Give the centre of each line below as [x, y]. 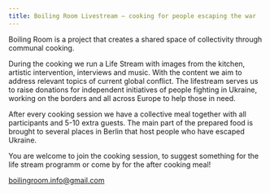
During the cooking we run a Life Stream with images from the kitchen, [127, 64]
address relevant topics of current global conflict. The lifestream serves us [133, 81]
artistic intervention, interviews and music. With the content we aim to [125, 72]
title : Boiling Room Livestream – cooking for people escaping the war [132, 16]
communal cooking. [41, 48]
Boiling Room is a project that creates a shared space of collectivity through [135, 39]
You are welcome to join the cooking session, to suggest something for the [134, 156]
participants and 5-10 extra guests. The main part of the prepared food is [131, 122]
